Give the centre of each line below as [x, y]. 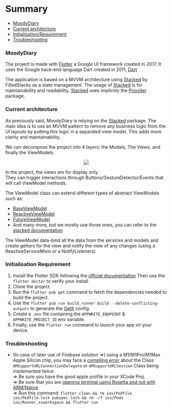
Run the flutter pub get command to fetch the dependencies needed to [90, 292]
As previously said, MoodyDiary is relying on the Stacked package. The [81, 120]
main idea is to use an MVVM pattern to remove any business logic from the [85, 126]
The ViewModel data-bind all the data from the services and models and [82, 240]
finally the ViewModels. [30, 152]
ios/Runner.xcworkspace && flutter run [55, 403]
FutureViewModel [31, 219]
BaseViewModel [30, 208]
